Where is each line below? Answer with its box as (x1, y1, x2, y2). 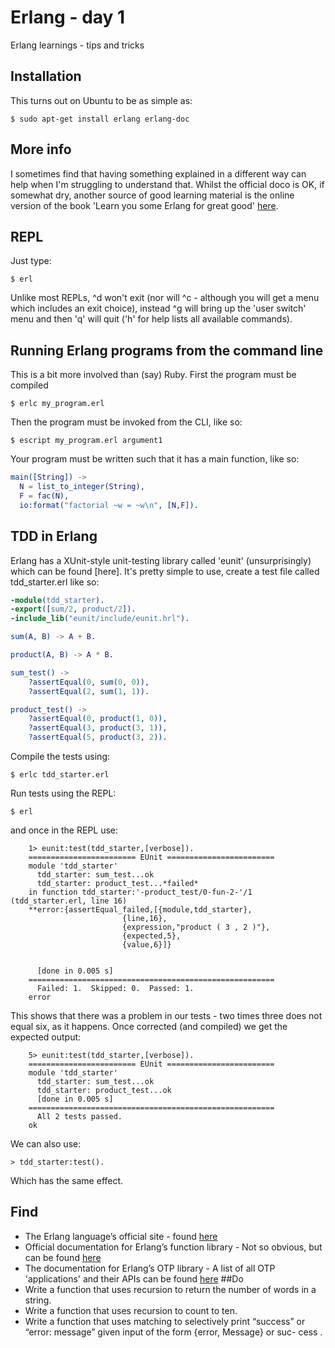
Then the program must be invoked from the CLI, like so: (10, 416, 243, 428)
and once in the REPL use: (10, 824, 119, 836)
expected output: (10, 1031, 82, 1043)
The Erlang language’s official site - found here (24, 1230, 218, 1242)
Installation (10, 68, 82, 85)
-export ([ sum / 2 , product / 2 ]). (10, 604, 137, 615)
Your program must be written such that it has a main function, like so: (10, 453, 300, 465)
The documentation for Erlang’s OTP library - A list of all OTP (24, 1262, 276, 1274)
